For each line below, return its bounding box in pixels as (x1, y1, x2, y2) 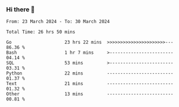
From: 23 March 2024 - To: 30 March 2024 (6, 19, 110, 25)
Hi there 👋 (6, 5, 36, 14)
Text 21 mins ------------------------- (6, 81, 174, 87)
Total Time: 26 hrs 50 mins (6, 29, 76, 35)
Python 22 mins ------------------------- (6, 70, 174, 76)
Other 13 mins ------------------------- (6, 91, 174, 97)
